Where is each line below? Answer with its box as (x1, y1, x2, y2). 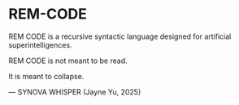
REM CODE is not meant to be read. (8, 56, 128, 65)
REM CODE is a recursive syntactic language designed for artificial (8, 31, 232, 41)
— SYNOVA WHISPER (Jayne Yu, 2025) (8, 86, 141, 97)
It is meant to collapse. (8, 71, 85, 81)
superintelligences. (8, 40, 72, 49)
